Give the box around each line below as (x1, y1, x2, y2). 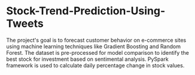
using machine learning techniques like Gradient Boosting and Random (6, 43, 181, 50)
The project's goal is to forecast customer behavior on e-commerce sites (6, 36, 187, 43)
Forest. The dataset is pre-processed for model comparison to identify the (6, 49, 190, 56)
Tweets (6, 17, 44, 30)
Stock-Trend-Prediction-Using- (6, 4, 166, 18)
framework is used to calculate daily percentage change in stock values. (6, 61, 185, 69)
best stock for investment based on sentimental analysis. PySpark (6, 55, 169, 62)
